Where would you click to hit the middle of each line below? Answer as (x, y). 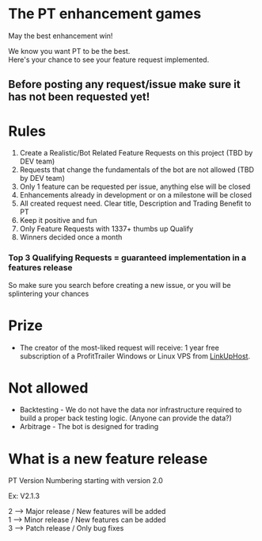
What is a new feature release (108, 459)
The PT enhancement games (105, 14)
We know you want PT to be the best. (69, 51)
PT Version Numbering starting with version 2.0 (86, 481)
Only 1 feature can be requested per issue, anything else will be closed (135, 186)
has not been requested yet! (79, 97)
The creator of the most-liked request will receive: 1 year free (119, 347)
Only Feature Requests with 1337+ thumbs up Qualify (106, 229)
